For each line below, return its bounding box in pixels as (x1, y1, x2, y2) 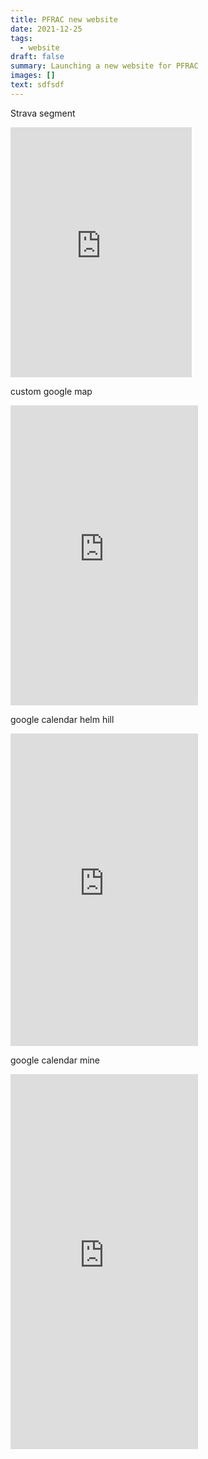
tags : (10, 33, 33, 43)
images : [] (10, 71, 56, 81)
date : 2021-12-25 (10, 24, 83, 34)
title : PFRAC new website (10, 14, 118, 25)
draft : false (10, 52, 65, 62)
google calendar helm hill (10, 713, 115, 725)
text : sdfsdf (10, 80, 65, 90)
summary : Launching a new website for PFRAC (10, 61, 199, 71)
